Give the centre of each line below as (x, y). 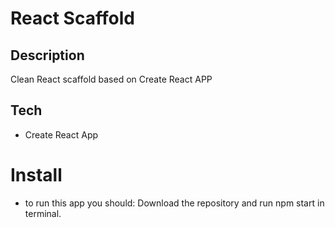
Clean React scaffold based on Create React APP (111, 79)
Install (36, 175)
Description (47, 55)
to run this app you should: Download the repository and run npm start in (174, 203)
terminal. (43, 213)
